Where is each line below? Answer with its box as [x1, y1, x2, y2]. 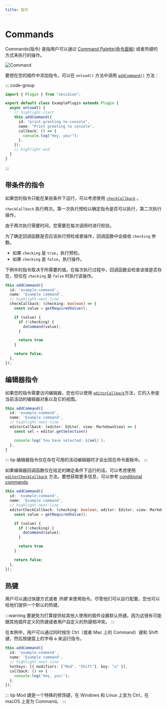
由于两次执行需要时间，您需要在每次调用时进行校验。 [5, 222, 114, 228]
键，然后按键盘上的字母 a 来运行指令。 [5, 635, 84, 642]
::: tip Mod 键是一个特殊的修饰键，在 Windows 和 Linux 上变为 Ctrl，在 [5, 692, 149, 698]
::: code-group [5, 82, 35, 88]
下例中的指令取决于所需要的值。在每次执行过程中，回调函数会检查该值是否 [5, 267, 158, 273]
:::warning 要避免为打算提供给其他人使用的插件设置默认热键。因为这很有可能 [5, 612, 162, 618]
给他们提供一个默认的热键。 [5, 602, 62, 608]
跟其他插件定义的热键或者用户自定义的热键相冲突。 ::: [5, 619, 115, 625]
